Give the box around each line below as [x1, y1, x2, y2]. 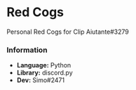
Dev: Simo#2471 [16, 76, 64, 84]
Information [6, 45, 48, 55]
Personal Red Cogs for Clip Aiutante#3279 [6, 27, 129, 36]
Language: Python [16, 61, 72, 70]
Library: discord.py [16, 68, 73, 77]
